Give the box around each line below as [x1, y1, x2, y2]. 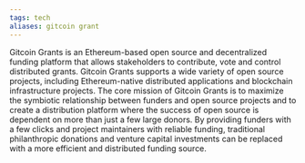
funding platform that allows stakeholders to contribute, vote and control [9, 56, 281, 67]
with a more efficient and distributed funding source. [9, 142, 208, 154]
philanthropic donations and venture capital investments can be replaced [9, 133, 283, 144]
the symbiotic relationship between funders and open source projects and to [9, 94, 297, 105]
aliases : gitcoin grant [9, 22, 100, 31]
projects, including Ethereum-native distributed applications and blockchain [9, 75, 293, 86]
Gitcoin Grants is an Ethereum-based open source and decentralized [9, 46, 268, 57]
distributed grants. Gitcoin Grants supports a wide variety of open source [9, 65, 284, 77]
